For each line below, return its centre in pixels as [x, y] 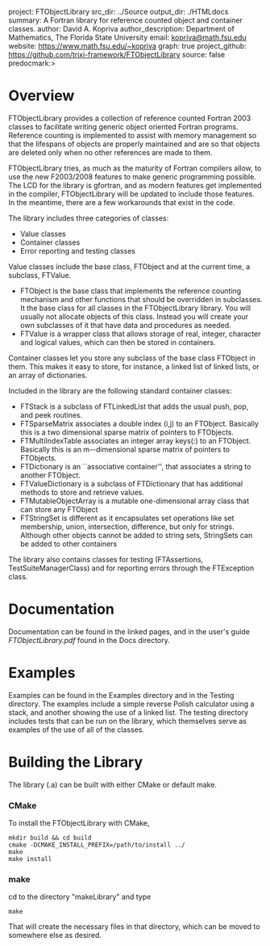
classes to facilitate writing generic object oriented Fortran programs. [123, 126]
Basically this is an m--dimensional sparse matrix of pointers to [125, 449]
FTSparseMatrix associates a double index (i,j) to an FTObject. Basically [139, 423]
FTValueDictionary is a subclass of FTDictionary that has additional [131, 483]
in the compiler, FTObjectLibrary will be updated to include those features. [132, 194]
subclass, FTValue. [40, 275]
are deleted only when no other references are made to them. [110, 152]
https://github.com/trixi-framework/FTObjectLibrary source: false [117, 55]
